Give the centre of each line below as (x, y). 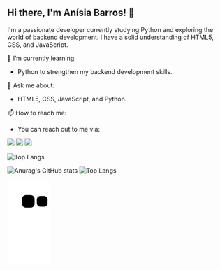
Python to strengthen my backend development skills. (95, 71)
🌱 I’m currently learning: (42, 58)
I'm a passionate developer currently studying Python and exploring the (110, 29)
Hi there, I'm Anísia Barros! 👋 (71, 13)
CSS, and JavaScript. (38, 44)
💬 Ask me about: (31, 85)
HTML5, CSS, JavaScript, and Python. (72, 99)
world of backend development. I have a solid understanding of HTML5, (111, 37)
